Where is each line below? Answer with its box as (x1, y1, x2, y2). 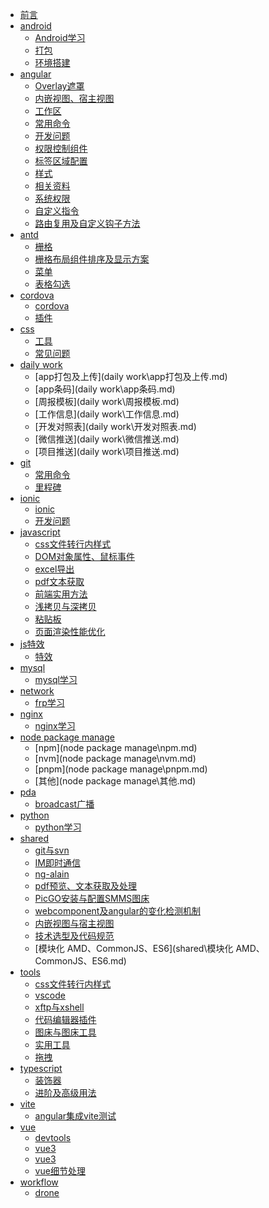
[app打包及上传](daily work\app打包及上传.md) (34, 371, 228, 382)
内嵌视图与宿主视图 (34, 918, 115, 929)
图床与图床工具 (34, 1026, 97, 1038)
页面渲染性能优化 (34, 626, 106, 637)
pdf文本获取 (34, 576, 85, 587)
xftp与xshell (34, 1001, 85, 1013)
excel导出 (34, 563, 75, 575)
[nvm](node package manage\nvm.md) (34, 753, 197, 764)
